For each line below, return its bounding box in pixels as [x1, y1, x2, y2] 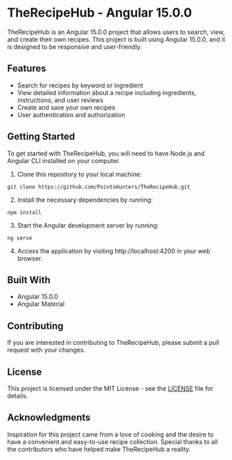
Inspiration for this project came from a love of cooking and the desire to [7, 430, 214, 438]
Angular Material [17, 300, 65, 308]
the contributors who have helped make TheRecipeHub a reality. [7, 445, 191, 453]
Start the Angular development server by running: [17, 221, 159, 230]
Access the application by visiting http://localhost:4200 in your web [17, 246, 211, 255]
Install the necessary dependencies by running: [17, 196, 154, 204]
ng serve [7, 235, 33, 241]
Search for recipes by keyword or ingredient [17, 81, 143, 90]
